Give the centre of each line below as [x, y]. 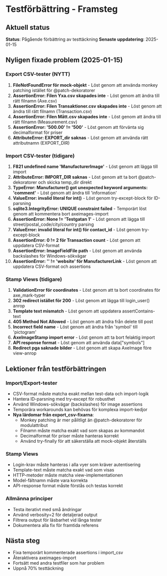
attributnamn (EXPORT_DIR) [41, 143]
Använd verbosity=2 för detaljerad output [55, 515]
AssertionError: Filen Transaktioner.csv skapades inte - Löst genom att [87, 106]
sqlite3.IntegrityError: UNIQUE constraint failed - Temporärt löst [80, 209]
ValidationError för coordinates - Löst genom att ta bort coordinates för [86, 290]
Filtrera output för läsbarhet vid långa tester [57, 520]
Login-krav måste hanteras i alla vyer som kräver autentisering [77, 465]
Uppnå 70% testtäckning [38, 569]
